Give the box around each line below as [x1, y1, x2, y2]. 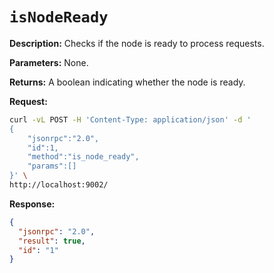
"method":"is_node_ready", [27, 152, 140, 162]
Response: [9, 198, 56, 210]
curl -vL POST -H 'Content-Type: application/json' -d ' [9, 114, 252, 125]
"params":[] [27, 161, 77, 172]
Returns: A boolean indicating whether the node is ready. [9, 76, 246, 88]
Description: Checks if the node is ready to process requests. [9, 37, 265, 49]
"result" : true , [18, 236, 86, 246]
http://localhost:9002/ [9, 180, 109, 190]
